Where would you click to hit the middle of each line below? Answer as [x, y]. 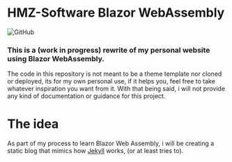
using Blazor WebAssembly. [56, 58]
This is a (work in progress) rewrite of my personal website [109, 50]
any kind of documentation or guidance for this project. [86, 96]
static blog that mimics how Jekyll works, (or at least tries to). [95, 151]
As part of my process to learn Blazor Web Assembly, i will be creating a [111, 143]
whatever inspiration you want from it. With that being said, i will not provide [116, 89]
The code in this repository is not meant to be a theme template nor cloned [115, 74]
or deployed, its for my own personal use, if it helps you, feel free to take [111, 81]
